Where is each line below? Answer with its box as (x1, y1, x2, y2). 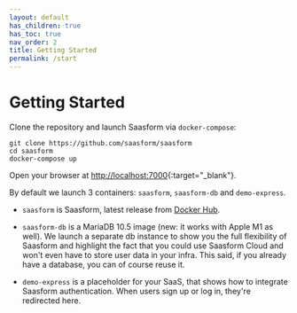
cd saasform (9, 146, 53, 155)
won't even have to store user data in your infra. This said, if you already (21, 249, 286, 260)
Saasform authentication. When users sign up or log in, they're (21, 286, 251, 296)
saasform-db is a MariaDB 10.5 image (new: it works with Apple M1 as (21, 221, 274, 231)
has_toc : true (9, 29, 62, 38)
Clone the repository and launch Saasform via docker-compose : (9, 121, 237, 132)
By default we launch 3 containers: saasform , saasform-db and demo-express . (9, 187, 286, 198)
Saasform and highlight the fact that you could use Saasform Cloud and (21, 240, 284, 251)
